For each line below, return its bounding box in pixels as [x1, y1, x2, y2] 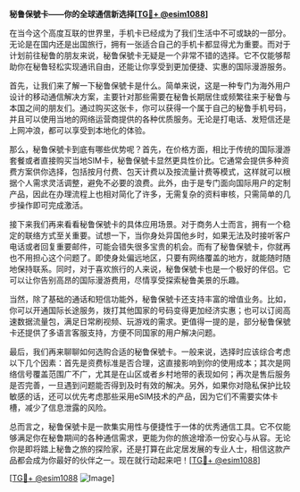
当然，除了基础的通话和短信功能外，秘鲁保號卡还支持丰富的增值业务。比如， [9, 294, 291, 304]
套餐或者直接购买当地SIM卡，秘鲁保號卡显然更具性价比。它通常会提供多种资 [9, 156, 290, 165]
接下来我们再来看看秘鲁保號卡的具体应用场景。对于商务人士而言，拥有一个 [9, 219, 283, 229]
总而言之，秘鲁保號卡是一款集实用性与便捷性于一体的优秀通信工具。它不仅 [9, 421, 283, 432]
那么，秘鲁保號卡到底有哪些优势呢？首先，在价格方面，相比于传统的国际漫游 [9, 144, 291, 155]
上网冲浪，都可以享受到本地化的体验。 [9, 125, 150, 135]
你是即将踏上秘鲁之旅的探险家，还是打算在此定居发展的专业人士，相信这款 [9, 444, 283, 454]
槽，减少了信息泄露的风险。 [9, 403, 112, 412]
